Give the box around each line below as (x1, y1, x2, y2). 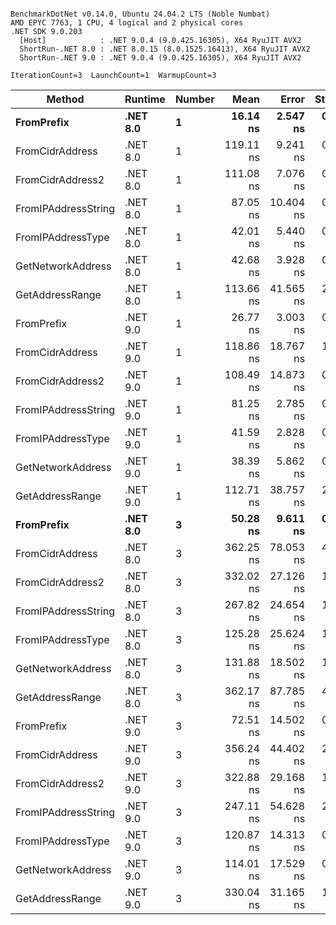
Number (174, 92, 215, 106)
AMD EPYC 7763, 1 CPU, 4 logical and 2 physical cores (10, 18, 244, 28)
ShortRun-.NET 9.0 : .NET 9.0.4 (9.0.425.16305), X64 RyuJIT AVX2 (19, 53, 302, 63)
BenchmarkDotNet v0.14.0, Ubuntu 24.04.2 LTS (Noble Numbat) (10, 9, 271, 19)
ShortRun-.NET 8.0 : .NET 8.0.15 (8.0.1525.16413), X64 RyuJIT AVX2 (19, 44, 311, 54)
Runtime (124, 92, 166, 106)
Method (46, 92, 85, 106)
